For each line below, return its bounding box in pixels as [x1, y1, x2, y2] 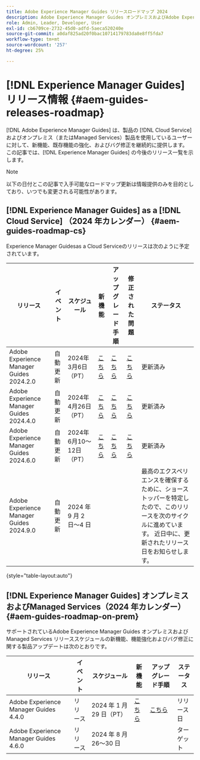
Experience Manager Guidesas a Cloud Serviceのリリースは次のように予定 [6, 242, 190, 250]
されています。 [6, 250, 43, 257]
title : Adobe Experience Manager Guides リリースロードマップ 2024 [6, 8, 168, 15]
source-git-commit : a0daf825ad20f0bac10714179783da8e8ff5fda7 [6, 31, 164, 37]
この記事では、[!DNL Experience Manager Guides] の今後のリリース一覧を [6, 148, 189, 155]
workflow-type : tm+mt [6, 36, 60, 42]
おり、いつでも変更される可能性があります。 [11, 188, 120, 195]
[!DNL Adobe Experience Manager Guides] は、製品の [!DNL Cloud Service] [6, 126, 192, 133]
